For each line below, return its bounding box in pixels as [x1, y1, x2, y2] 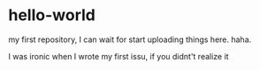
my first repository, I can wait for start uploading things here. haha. [8, 34, 252, 45]
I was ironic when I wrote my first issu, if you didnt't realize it [8, 51, 229, 61]
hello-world [8, 5, 96, 25]
